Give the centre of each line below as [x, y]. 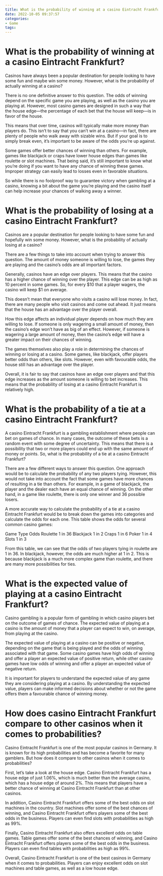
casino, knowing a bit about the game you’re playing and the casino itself [78, 186]
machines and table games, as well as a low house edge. [62, 868]
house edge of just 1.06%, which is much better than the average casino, [78, 778]
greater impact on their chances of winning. [49, 340]
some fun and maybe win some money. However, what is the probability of [80, 81]
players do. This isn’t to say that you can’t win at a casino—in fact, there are [81, 131]
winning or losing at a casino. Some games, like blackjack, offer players [76, 354]
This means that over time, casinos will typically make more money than [77, 126]
